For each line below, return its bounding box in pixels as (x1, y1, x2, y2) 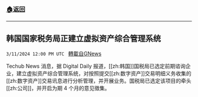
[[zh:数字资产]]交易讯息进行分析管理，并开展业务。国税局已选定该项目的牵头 (6, 78, 192, 85)
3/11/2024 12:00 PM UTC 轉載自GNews (6, 50, 102, 57)
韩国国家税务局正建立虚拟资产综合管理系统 (6, 34, 161, 44)
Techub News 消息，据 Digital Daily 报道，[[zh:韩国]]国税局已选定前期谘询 (6, 63, 186, 70)
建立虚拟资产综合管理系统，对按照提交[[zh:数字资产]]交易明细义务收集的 (16, 70, 192, 77)
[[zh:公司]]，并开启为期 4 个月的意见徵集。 (6, 85, 110, 92)
